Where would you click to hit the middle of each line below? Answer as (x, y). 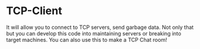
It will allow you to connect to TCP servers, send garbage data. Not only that (100, 27)
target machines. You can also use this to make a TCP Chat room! (87, 40)
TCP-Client (34, 11)
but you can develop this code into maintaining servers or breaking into (94, 33)
